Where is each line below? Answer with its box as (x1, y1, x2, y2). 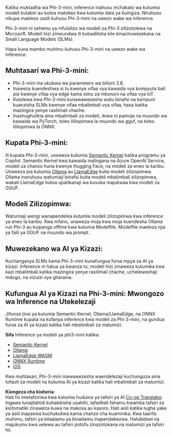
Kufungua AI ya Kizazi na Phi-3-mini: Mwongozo (5, 289, 164, 298)
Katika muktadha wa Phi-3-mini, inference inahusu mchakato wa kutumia (5, 5, 160, 10)
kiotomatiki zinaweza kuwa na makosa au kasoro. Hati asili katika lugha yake (5, 405, 167, 411)
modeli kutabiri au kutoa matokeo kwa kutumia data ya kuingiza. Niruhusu (5, 10, 162, 16)
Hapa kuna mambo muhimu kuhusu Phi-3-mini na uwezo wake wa (5, 46, 145, 52)
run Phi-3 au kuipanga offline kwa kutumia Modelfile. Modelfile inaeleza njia (5, 224, 166, 230)
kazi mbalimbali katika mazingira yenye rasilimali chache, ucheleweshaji (5, 269, 158, 275)
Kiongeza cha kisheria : (5, 389, 55, 395)
